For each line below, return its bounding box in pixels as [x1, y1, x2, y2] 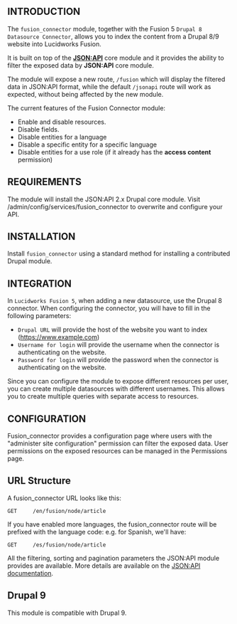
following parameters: [7, 312, 72, 320]
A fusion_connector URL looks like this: [7, 494, 122, 502]
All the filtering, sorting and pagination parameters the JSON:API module [7, 554, 220, 562]
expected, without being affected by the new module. [7, 90, 164, 98]
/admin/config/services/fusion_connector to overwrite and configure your [7, 202, 223, 211]
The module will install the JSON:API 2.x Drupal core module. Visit [7, 195, 201, 203]
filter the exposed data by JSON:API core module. [7, 60, 154, 70]
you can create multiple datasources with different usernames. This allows [7, 384, 225, 393]
